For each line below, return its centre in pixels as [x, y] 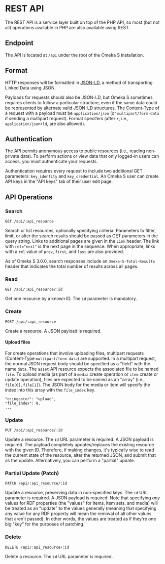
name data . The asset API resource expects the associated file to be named [82, 369]
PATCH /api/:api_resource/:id [36, 483]
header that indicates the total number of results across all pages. [72, 266]
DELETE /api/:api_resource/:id [37, 547]
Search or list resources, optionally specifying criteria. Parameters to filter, [81, 231]
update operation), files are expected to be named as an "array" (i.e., [75, 379]
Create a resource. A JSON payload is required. [53, 331]
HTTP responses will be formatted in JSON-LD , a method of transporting [79, 83]
